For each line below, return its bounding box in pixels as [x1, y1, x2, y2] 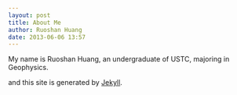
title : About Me [8, 19, 61, 26]
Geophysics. [8, 63, 49, 72]
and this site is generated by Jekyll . [8, 78, 123, 87]
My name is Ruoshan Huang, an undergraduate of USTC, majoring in [8, 55, 230, 64]
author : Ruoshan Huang [8, 26, 82, 33]
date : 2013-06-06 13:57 [8, 33, 86, 41]
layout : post [8, 11, 51, 19]
